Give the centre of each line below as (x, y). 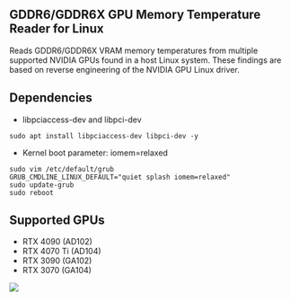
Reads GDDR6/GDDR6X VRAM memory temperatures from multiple (134, 50)
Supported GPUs (57, 221)
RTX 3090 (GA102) (57, 261)
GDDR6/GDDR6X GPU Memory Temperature (135, 15)
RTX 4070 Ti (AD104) (62, 252)
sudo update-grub (42, 185)
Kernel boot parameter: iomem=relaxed (95, 153)
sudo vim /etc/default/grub (62, 169)
